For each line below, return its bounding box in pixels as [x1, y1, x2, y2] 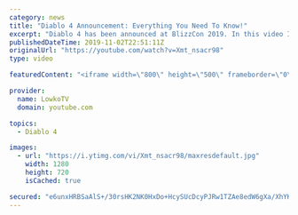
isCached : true [25, 176, 82, 185]
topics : [9, 119, 38, 128]
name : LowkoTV [17, 94, 69, 103]
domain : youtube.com [17, 103, 93, 112]
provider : [9, 86, 46, 95]
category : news [9, 12, 66, 22]
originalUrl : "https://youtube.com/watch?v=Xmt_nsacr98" [9, 46, 224, 55]
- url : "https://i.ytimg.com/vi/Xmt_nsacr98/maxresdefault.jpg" [17, 152, 260, 161]
